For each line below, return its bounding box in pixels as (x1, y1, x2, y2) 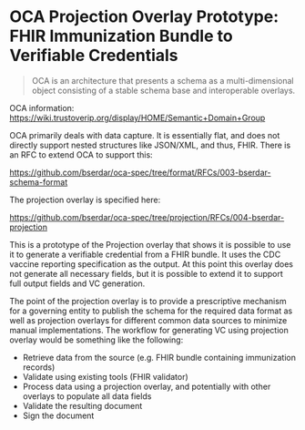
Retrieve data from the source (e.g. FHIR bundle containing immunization (22, 352, 296, 363)
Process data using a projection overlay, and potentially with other (22, 381, 271, 392)
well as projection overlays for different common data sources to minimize (9, 314, 288, 325)
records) (22, 362, 56, 373)
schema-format (9, 176, 68, 188)
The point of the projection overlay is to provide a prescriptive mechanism (9, 295, 287, 306)
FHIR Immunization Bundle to (9, 26, 234, 46)
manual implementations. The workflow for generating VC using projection (9, 324, 289, 335)
